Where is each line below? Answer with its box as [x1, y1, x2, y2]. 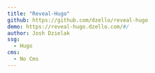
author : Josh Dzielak [7, 29, 71, 37]
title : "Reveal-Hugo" [7, 10, 71, 17]
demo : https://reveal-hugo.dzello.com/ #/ [7, 23, 130, 30]
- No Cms [13, 56, 39, 63]
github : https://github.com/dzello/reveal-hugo [7, 17, 149, 24]
